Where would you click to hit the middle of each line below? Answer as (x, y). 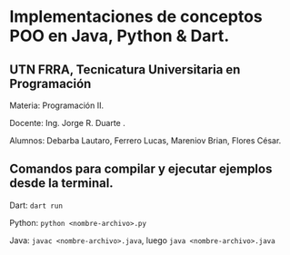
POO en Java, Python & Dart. (120, 36)
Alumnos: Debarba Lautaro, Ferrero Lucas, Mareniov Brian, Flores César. (145, 141)
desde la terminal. (61, 183)
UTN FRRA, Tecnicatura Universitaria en (125, 69)
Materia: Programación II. (57, 105)
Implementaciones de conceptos (136, 17)
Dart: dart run (36, 205)
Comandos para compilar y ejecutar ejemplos (141, 169)
